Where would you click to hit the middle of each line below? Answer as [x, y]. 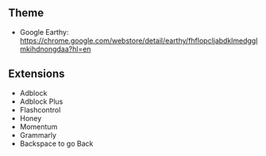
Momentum [39, 127]
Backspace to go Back [56, 143]
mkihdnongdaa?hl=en [55, 49]
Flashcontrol [40, 109]
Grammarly [38, 135]
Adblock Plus [41, 101]
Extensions [37, 74]
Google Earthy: [44, 32]
